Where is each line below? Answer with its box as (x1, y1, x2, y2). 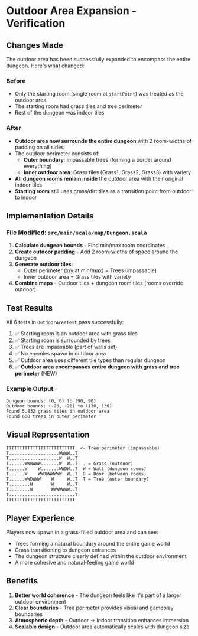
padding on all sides (14, 143, 64, 151)
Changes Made (6, 40, 63, 50)
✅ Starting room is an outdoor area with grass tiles (14, 330, 138, 337)
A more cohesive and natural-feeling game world (14, 559, 134, 566)
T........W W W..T (6, 481, 78, 488)
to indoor (14, 194, 37, 201)
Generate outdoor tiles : (14, 261, 73, 268)
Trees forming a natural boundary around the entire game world (14, 540, 170, 547)
